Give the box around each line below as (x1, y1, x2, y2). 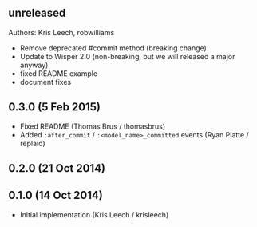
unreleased (8, 6, 66, 20)
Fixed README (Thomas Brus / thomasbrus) (19, 121, 166, 131)
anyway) (19, 60, 49, 70)
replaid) (19, 138, 45, 148)
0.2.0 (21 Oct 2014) (8, 161, 106, 175)
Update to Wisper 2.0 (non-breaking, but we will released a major (19, 51, 235, 61)
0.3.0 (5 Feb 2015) (8, 100, 101, 114)
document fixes (19, 77, 72, 86)
